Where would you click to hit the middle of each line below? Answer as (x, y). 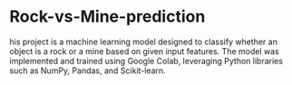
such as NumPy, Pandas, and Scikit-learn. (88, 71)
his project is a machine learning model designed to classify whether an (144, 42)
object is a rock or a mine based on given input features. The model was (144, 51)
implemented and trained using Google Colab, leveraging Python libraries (146, 61)
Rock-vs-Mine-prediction (107, 17)
